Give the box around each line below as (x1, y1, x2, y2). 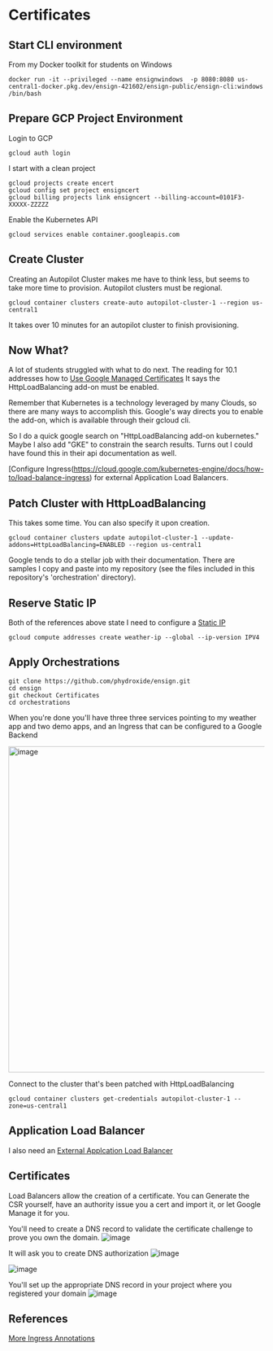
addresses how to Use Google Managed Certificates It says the (8, 374, 221, 383)
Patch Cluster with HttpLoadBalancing (8, 496, 206, 510)
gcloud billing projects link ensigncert (8, 193, 151, 201)
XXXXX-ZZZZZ (8, 200, 49, 208)
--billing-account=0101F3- (154, 193, 245, 201)
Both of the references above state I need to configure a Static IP (8, 618, 226, 627)
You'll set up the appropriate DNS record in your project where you (8, 1279, 232, 1289)
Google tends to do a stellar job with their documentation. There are (8, 555, 236, 565)
